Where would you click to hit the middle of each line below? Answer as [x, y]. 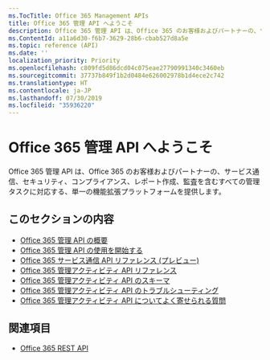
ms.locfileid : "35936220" [51, 105]
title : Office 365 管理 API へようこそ [71, 23]
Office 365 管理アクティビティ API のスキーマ [95, 280]
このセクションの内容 [61, 219]
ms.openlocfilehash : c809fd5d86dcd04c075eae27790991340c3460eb [117, 68]
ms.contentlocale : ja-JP [50, 90]
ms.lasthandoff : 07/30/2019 [55, 98]
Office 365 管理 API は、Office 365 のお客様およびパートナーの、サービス [131, 172]
